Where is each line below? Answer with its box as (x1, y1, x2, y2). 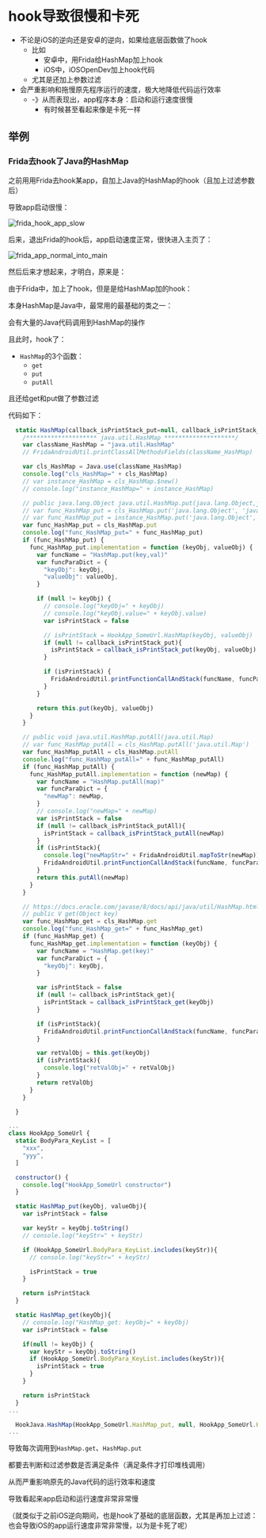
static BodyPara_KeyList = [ (15, 1137, 112, 1145)
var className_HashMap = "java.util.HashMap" (22, 441, 176, 449)
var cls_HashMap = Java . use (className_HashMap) (22, 462, 182, 471)
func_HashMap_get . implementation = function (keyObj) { (28, 939, 218, 948)
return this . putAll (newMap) (36, 873, 129, 882)
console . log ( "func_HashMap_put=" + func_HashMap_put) (22, 529, 203, 537)
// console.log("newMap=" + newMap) (36, 807, 158, 815)
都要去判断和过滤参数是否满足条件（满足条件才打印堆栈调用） (8, 1460, 210, 1470)
